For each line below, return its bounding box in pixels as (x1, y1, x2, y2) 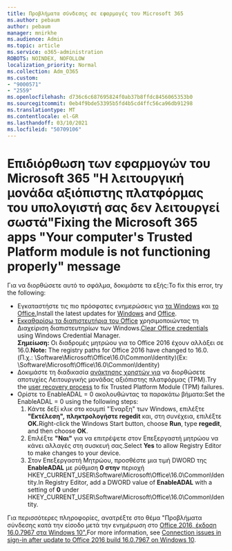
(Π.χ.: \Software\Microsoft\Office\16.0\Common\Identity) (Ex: (17, 353, 188, 362)
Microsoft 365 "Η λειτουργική (7, 170, 184, 186)
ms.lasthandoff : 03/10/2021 (7, 119, 88, 127)
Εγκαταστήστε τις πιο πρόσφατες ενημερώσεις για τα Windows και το (17, 302, 219, 310)
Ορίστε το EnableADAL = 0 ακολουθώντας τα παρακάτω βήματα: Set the (17, 390, 225, 398)
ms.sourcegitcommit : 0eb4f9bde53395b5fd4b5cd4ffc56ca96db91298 (7, 100, 193, 107)
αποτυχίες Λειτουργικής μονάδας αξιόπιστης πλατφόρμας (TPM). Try (17, 375, 217, 384)
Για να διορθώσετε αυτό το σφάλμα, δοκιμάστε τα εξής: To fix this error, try (7, 281, 223, 290)
